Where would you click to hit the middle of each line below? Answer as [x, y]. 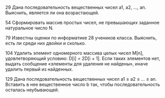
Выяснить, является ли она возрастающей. [52, 13]
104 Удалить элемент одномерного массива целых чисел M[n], [74, 53]
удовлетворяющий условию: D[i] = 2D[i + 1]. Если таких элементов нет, [83, 58]
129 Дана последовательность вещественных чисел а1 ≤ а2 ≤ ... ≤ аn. [81, 79]
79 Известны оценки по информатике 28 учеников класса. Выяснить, [81, 38]
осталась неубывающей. [32, 90]
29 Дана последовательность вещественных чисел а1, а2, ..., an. [76, 7]
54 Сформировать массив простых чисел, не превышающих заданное [82, 23]
